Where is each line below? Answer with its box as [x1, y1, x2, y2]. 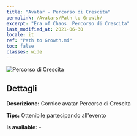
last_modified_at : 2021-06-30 [6, 26, 84, 32]
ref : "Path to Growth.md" [6, 37, 72, 43]
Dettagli [6, 83, 37, 94]
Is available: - [6, 123, 42, 130]
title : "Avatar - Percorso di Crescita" [6, 9, 111, 15]
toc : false [6, 43, 34, 50]
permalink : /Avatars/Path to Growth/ [6, 15, 103, 21]
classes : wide [6, 49, 43, 55]
